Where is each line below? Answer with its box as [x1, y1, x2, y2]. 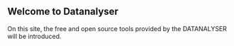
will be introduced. [7, 32, 62, 40]
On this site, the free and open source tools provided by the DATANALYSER [7, 24, 227, 33]
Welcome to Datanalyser [7, 6, 119, 18]
